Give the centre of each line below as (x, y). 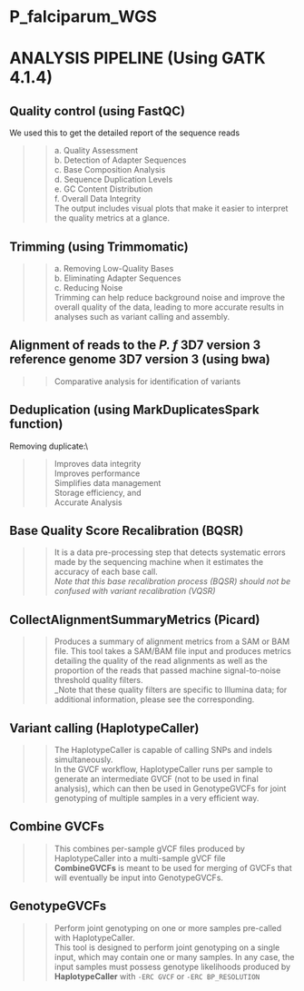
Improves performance (97, 473)
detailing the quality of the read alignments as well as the (161, 661)
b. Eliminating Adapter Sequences (118, 278)
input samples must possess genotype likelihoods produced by (172, 966)
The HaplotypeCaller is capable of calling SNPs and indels (163, 750)
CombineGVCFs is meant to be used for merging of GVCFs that (173, 867)
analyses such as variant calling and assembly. (142, 317)
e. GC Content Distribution (103, 189)
